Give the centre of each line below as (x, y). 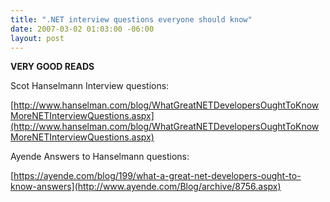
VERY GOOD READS (52, 67)
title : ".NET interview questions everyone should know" (131, 19)
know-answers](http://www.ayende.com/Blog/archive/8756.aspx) (146, 187)
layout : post (37, 38)
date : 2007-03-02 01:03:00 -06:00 (82, 29)
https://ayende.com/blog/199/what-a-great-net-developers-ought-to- (157, 176)
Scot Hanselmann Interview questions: (90, 86)
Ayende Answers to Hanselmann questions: (100, 157)
